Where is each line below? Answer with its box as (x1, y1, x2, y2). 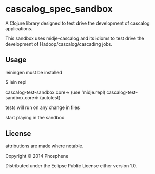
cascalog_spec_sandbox (5, 3, 113, 15)
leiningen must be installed (5, 69, 63, 75)
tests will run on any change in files (5, 104, 80, 111)
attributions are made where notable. (5, 143, 84, 149)
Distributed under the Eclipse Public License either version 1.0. (5, 162, 138, 169)
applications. (5, 25, 32, 31)
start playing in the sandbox (5, 114, 64, 120)
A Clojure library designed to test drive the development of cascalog (5, 20, 150, 26)
